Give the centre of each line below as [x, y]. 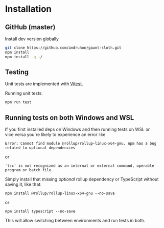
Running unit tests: [24, 93]
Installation [28, 9]
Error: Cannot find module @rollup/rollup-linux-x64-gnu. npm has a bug [81, 144]
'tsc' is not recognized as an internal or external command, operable [80, 166]
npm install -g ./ [24, 57]
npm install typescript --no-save [40, 211]
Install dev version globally [32, 39]
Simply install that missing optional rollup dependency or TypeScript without [82, 179]
